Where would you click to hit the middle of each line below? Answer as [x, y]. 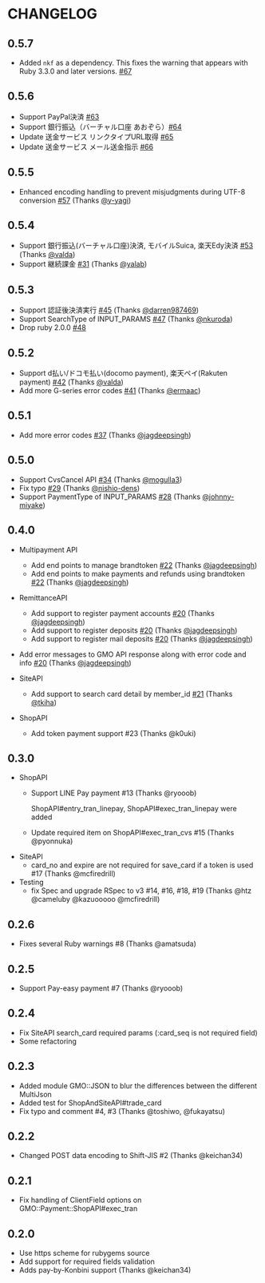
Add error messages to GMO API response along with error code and [132, 654]
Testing [32, 883]
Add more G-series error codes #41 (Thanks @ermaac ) [110, 391]
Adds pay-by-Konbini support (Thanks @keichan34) [105, 1270]
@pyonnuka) [52, 841]
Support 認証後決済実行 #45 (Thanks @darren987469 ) [109, 310]
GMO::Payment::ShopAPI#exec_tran [78, 1209]
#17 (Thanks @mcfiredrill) [73, 874]
